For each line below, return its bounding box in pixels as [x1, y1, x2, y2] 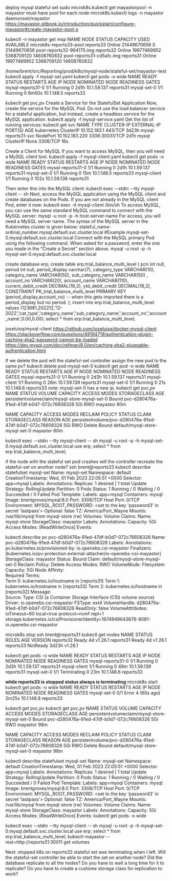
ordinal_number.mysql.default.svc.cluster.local [5, 229, 103, 235]
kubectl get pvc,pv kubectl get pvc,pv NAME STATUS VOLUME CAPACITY [5, 705, 162, 711]
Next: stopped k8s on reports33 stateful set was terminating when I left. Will [5, 849, 166, 855]
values [5, 305, 19, 311]
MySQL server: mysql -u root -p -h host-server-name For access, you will [5, 213, 161, 219]
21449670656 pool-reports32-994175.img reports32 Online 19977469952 [5, 47, 161, 53]
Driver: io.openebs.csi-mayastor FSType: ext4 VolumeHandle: [5, 600, 136, 606]
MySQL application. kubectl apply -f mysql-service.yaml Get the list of [5, 116, 154, 122]
